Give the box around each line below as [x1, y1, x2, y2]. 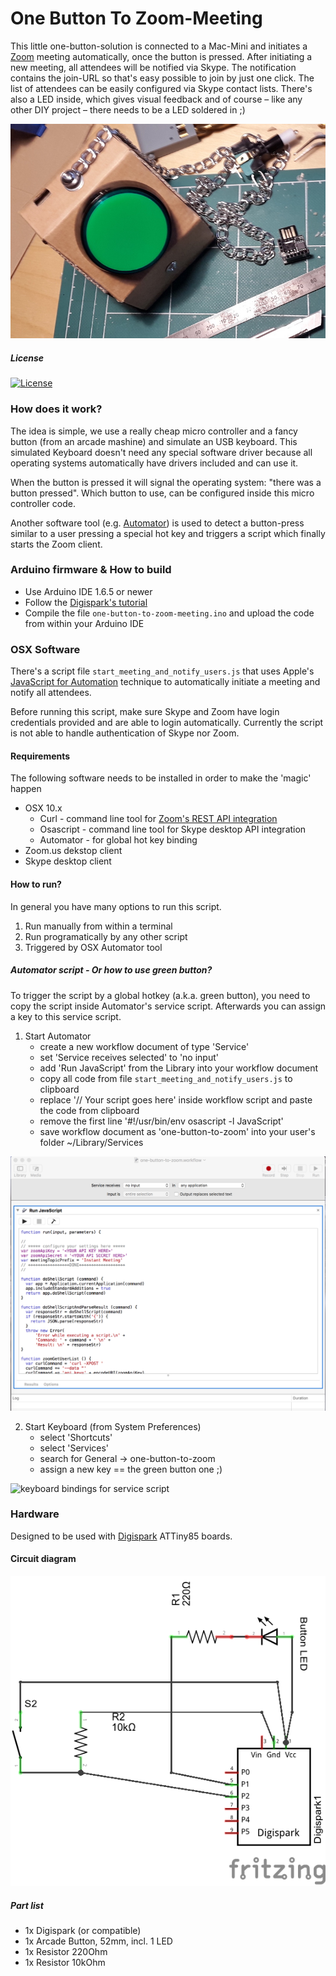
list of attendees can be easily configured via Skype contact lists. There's [10, 82, 313, 94]
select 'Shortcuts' [39, 1431, 113, 1443]
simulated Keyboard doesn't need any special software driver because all [10, 446, 313, 458]
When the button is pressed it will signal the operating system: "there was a [10, 476, 322, 488]
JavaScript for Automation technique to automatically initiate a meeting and [10, 676, 321, 688]
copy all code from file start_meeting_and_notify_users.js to [39, 1072, 293, 1084]
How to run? [10, 878, 62, 890]
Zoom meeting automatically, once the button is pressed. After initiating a [10, 50, 313, 62]
